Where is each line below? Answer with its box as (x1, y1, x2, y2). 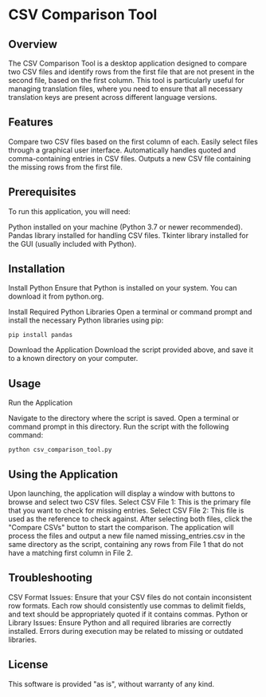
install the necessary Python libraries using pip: (8, 315, 164, 325)
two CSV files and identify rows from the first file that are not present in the (8, 67, 255, 77)
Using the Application (8, 467, 119, 481)
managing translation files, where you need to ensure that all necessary (8, 84, 243, 93)
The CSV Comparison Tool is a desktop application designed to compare (8, 58, 247, 68)
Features (8, 116, 53, 129)
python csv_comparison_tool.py (8, 446, 112, 454)
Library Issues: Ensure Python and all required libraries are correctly (8, 617, 232, 628)
